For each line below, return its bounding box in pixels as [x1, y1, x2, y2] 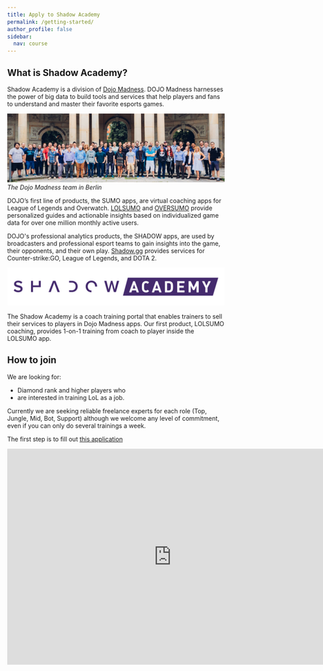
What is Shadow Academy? [7, 66, 128, 79]
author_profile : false [7, 26, 72, 32]
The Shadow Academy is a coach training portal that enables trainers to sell [7, 312, 223, 321]
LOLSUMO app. [7, 334, 52, 343]
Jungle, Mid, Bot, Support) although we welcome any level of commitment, [7, 414, 219, 422]
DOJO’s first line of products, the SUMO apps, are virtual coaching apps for [7, 197, 222, 205]
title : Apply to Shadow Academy [7, 11, 100, 18]
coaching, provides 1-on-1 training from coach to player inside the [7, 327, 195, 335]
